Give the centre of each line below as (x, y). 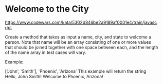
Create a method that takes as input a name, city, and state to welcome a (78, 37)
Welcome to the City (47, 9)
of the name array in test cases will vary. (46, 52)
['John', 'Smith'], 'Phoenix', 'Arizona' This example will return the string (76, 71)
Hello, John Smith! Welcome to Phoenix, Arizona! (54, 76)
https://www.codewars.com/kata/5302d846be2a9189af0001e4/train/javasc (81, 22)
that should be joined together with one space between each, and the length (82, 47)
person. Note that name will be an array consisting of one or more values (78, 42)
